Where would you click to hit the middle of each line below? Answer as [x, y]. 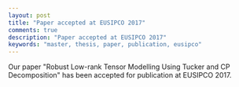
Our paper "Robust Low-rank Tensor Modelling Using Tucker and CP [119, 67]
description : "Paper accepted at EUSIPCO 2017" [88, 37]
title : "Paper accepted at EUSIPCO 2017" [77, 23]
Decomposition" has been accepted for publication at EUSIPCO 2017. [120, 75]
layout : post [29, 15]
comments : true [33, 30]
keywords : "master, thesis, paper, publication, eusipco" [105, 45]
